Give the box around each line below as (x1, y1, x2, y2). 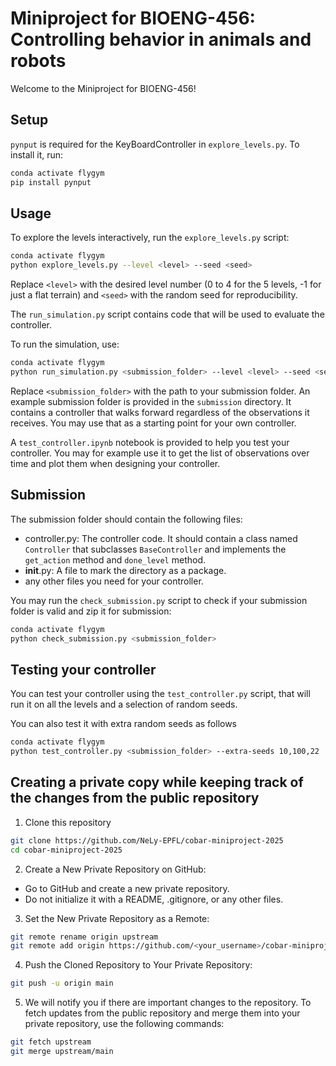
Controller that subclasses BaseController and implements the (24, 543, 287, 555)
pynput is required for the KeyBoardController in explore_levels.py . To (10, 138, 300, 150)
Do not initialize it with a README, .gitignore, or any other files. (24, 893, 284, 905)
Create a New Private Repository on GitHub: (24, 863, 207, 875)
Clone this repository (24, 816, 112, 828)
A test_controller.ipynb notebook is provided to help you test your (10, 436, 290, 448)
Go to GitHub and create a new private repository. (24, 882, 230, 894)
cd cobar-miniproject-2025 (10, 845, 123, 855)
